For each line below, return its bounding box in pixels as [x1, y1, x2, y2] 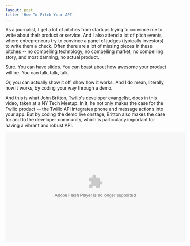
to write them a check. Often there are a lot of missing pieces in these [5, 43, 153, 49]
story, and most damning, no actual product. [5, 54, 99, 60]
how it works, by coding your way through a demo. [5, 84, 113, 91]
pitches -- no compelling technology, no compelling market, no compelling [5, 48, 163, 55]
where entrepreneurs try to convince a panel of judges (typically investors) [5, 37, 164, 44]
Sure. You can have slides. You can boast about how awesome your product [5, 64, 167, 70]
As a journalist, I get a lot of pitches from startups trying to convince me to [5, 26, 163, 32]
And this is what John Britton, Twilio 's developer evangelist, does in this [5, 95, 157, 101]
